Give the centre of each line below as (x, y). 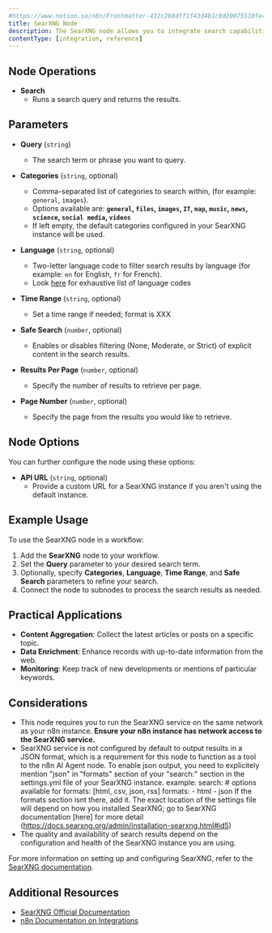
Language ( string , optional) (67, 250)
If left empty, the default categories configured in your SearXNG (139, 225)
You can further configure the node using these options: (102, 461)
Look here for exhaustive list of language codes (112, 282)
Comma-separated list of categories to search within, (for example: (144, 191)
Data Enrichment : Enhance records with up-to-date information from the (142, 651)
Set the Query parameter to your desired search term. (110, 564)
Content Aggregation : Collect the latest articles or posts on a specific (136, 634)
